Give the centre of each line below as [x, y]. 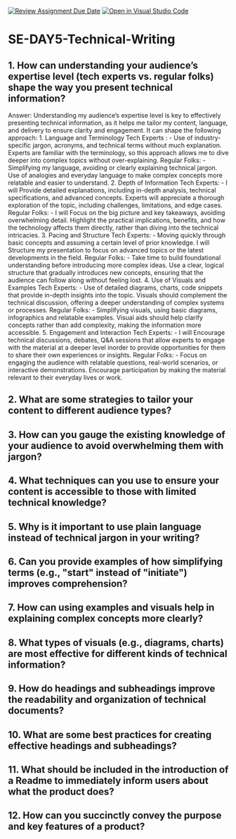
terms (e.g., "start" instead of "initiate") [98, 572]
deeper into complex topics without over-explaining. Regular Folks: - [107, 160]
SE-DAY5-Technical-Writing [92, 39]
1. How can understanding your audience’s [103, 65]
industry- [208, 138]
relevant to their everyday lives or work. [65, 378]
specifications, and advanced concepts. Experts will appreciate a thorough [116, 198]
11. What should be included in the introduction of [118, 770]
